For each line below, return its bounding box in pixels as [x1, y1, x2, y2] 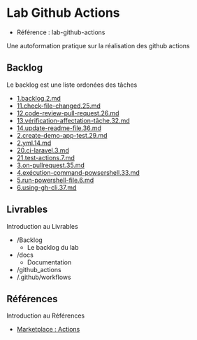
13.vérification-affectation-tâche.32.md [16, 116, 130, 125]
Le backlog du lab [27, 243, 79, 251]
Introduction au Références [6, 311, 85, 320]
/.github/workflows [16, 273, 71, 281]
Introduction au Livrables [6, 222, 78, 230]
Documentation [27, 257, 72, 267]
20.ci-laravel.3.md [16, 146, 69, 155]
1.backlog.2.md [16, 94, 61, 102]
